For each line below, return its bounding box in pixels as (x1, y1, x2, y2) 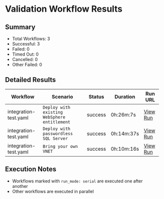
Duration (114, 93, 136, 100)
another (12, 183, 28, 189)
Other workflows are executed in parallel (12, 188, 94, 194)
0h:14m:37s (110, 130, 139, 137)
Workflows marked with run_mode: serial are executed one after (12, 178, 143, 184)
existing (42, 109, 63, 115)
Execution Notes (5, 165, 57, 174)
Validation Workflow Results (5, 3, 123, 15)
